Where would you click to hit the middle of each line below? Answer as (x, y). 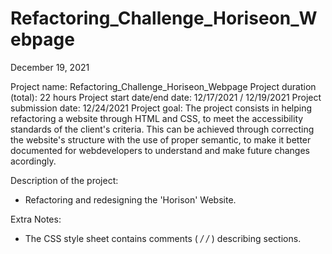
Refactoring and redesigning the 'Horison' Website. (130, 199)
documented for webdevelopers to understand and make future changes (160, 150)
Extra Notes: (36, 219)
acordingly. (33, 161)
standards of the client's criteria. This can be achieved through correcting (162, 129)
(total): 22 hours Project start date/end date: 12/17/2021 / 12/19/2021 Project (166, 97)
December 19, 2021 (50, 67)
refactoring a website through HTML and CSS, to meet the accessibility (157, 118)
